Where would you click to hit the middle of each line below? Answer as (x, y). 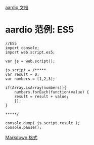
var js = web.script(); (30, 61)
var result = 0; (22, 74)
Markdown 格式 (21, 137)
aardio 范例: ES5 (40, 30)
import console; (22, 48)
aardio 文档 (17, 7)
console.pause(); (23, 127)
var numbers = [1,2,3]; (30, 79)
